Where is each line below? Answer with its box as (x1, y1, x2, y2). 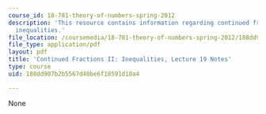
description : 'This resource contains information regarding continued (8, 19, 249, 27)
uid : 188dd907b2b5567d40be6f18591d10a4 (8, 70, 140, 78)
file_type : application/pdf (8, 41, 101, 49)
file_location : (8, 33, 59, 42)
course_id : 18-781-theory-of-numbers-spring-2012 (8, 11, 176, 20)
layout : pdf (8, 48, 47, 56)
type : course (8, 63, 51, 71)
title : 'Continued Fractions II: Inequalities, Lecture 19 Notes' (8, 56, 232, 64)
